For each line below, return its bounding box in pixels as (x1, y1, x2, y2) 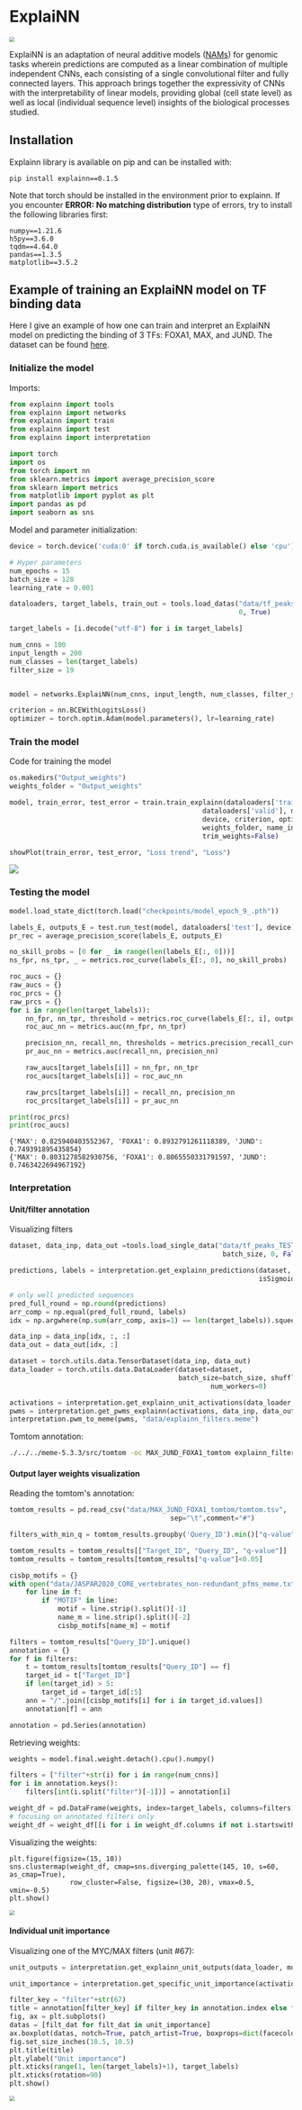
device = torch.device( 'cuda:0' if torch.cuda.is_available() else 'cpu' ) (9, 542, 296, 551)
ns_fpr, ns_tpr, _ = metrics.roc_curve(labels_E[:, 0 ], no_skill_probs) (9, 956, 288, 965)
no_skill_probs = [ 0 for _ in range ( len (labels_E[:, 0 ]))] (9, 948, 235, 957)
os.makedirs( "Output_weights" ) (9, 773, 127, 783)
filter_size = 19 (9, 665, 75, 675)
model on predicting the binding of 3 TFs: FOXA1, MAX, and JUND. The (9, 330, 272, 341)
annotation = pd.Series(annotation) (9, 1721, 147, 1730)
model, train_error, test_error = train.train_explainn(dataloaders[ (9, 798, 276, 807)
